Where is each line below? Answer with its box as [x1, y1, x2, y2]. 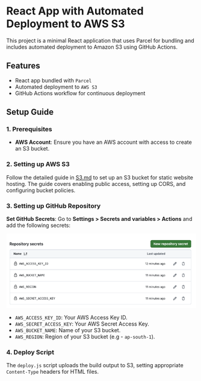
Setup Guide [6, 107, 54, 117]
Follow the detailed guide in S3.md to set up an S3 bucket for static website [6, 173, 194, 181]
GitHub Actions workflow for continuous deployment [14, 89, 146, 97]
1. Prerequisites [6, 125, 52, 134]
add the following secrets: [6, 221, 71, 229]
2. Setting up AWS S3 [6, 160, 70, 169]
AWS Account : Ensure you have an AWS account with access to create [14, 138, 193, 146]
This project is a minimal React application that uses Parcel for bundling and [6, 37, 194, 44]
